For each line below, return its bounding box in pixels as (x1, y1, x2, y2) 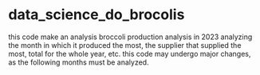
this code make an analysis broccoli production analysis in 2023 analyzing (8, 32, 253, 41)
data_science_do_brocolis (8, 6, 185, 24)
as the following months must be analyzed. (8, 57, 149, 67)
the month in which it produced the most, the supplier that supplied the (8, 40, 242, 49)
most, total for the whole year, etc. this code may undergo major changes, (8, 49, 251, 58)
